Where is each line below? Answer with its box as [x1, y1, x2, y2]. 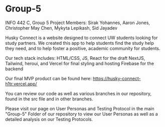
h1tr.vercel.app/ [5, 81, 38, 87]
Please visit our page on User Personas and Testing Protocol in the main [5, 105, 154, 111]
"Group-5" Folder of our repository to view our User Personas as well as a [5, 111, 158, 117]
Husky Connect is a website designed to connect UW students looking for [5, 35, 158, 41]
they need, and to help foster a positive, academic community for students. [5, 45, 160, 51]
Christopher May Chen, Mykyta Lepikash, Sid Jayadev [5, 25, 118, 31]
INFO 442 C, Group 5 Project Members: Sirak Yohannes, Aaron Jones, [5, 20, 150, 26]
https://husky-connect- [92, 75, 141, 81]
